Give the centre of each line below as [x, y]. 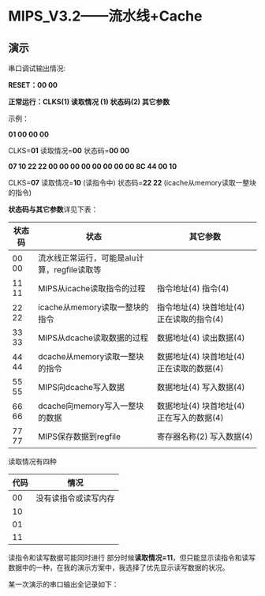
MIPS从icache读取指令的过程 [92, 289]
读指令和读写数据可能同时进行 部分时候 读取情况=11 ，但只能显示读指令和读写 [132, 558]
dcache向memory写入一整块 [91, 406]
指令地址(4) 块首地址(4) [201, 307]
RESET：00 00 [33, 85]
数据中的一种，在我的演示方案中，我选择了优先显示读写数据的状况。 [119, 568]
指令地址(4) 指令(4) [193, 289]
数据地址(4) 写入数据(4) [201, 387]
